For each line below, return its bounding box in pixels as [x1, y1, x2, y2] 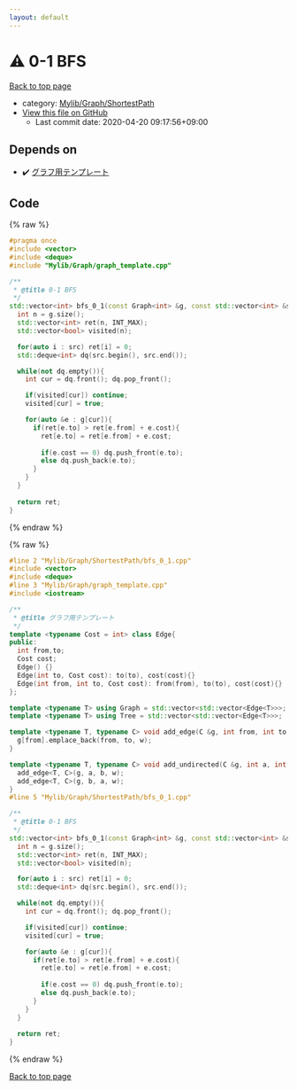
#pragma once [9, 237, 57, 245]
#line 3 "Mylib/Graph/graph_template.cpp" [9, 581, 168, 590]
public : [9, 638, 38, 647]
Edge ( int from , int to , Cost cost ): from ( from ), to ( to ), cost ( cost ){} [17, 679, 283, 688]
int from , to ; [17, 646, 65, 656]
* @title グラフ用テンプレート [12, 613, 115, 622]
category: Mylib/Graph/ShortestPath [21, 97, 155, 108]
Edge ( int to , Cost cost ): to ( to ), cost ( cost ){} [17, 671, 196, 680]
